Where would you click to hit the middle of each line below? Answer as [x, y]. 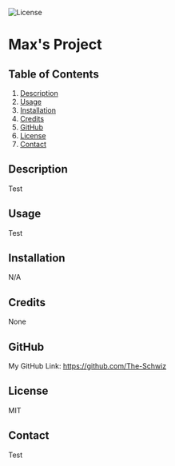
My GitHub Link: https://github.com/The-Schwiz [87, 366]
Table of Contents [54, 74]
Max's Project [55, 45]
